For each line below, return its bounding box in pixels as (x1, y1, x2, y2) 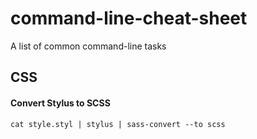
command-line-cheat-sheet (10, 7, 248, 30)
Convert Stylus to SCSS (10, 97, 111, 109)
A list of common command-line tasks (10, 40, 167, 52)
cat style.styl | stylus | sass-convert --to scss (10, 119, 226, 129)
